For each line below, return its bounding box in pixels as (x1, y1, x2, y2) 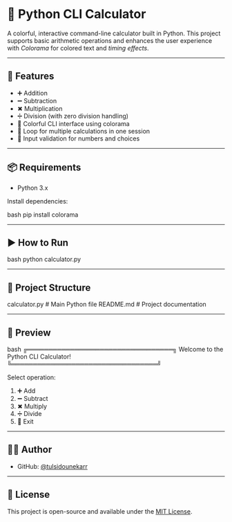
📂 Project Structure (7, 282, 91, 294)
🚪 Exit (17, 417, 34, 425)
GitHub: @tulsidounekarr (17, 462, 88, 470)
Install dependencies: (7, 197, 68, 205)
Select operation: (7, 373, 57, 381)
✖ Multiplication (17, 104, 63, 113)
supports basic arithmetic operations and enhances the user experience (7, 36, 213, 44)
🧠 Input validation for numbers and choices (17, 134, 140, 143)
